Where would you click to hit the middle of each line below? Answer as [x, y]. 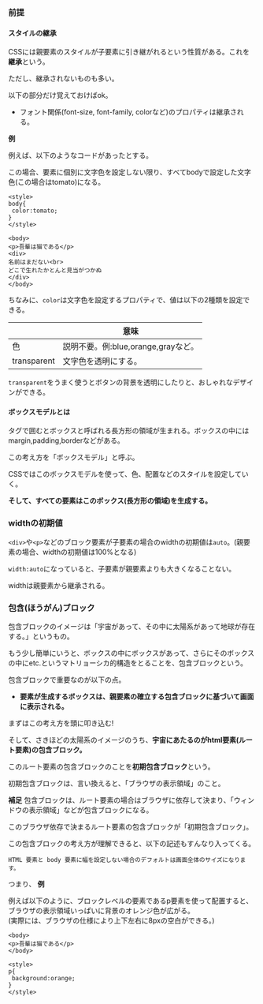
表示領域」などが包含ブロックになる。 [91, 810]
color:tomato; [35, 211]
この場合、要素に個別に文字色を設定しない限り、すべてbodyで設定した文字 [130, 172]
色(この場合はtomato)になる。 [57, 182]
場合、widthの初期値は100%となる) [79, 552]
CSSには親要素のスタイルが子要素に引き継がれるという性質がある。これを [129, 52]
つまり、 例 [26, 884]
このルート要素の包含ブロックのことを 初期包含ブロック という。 [111, 766]
